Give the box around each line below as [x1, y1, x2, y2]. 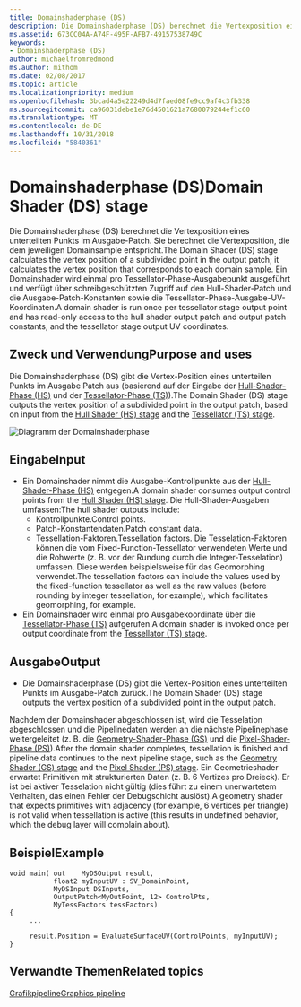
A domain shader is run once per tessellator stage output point [56, 301, 288, 312]
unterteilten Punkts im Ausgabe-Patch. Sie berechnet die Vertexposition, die [9, 235, 290, 246]
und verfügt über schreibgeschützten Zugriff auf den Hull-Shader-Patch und [9, 282, 292, 293]
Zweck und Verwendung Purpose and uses [9, 347, 253, 362]
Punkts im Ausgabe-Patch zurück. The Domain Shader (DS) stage [21, 688, 263, 699]
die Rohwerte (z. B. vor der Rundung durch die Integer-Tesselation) [35, 552, 284, 563]
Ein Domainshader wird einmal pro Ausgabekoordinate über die [21, 609, 256, 620]
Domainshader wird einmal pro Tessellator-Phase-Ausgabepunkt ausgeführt [9, 273, 291, 283]
